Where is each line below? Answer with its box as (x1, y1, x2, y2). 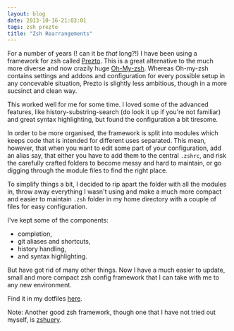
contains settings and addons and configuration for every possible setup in (7, 72, 226, 80)
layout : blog (7, 10, 46, 18)
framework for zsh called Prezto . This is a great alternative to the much (7, 57, 214, 65)
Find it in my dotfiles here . (7, 294, 83, 303)
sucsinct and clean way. (7, 87, 78, 95)
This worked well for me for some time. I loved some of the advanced (7, 100, 209, 109)
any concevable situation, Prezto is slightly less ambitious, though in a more (7, 79, 228, 88)
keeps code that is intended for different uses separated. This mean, (7, 137, 207, 145)
